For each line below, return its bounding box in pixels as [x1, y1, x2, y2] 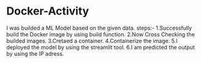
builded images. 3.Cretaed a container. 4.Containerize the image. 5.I [6, 37, 178, 44]
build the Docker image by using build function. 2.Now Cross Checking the [6, 30, 195, 38]
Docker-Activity [6, 4, 89, 18]
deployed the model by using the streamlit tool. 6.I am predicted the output [6, 44, 195, 51]
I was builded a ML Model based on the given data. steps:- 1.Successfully [6, 24, 192, 31]
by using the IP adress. [6, 50, 64, 57]
